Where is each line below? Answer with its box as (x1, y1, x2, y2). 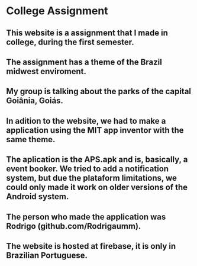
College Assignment (6, 4, 108, 18)
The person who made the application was (6, 211, 166, 222)
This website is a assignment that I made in (6, 28, 169, 38)
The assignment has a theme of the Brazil (6, 57, 163, 67)
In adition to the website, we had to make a (6, 116, 166, 126)
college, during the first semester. (6, 37, 134, 47)
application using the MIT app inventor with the (6, 125, 185, 135)
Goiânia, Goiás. (6, 96, 64, 106)
